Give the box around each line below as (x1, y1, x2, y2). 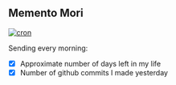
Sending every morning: (8, 43, 88, 53)
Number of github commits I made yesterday (19, 67, 169, 77)
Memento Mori (8, 6, 84, 20)
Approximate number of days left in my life (19, 59, 162, 68)
